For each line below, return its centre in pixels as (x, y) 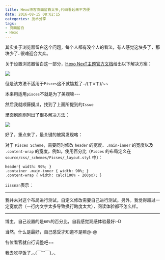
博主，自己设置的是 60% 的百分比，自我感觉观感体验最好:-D (63, 221)
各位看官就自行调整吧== (29, 242)
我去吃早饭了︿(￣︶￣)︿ (30, 253)
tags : (11, 23)
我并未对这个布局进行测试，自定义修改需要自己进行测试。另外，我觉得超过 (80, 200)
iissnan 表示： (19, 185)
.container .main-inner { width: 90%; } (47, 171)
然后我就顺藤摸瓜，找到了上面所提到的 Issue (49, 104)
